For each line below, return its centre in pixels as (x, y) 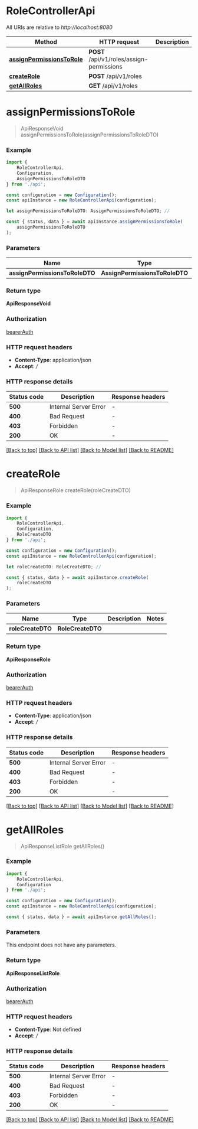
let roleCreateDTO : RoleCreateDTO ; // (54, 567)
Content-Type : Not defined (48, 1030)
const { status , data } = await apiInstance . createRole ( (77, 577)
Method (46, 41)
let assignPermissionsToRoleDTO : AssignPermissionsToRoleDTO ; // (88, 211)
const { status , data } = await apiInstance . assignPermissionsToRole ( (95, 222)
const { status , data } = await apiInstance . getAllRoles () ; (82, 917)
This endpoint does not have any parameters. (61, 945)
